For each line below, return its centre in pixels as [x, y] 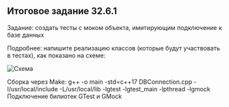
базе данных [26, 35]
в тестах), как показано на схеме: [56, 55]
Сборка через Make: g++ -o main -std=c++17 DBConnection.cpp [100, 82]
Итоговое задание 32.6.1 [62, 11]
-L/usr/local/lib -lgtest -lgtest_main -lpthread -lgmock [135, 89]
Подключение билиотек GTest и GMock [65, 96]
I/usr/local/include [32, 89]
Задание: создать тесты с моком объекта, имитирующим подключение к [114, 27]
